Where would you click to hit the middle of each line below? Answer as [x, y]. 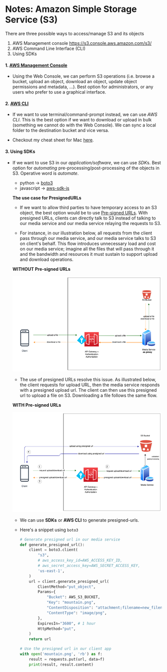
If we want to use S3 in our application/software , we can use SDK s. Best [87, 162]
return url [40, 639]
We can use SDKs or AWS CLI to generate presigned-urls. [79, 520]
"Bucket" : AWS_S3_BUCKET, [73, 597]
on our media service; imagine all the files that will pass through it [87, 249]
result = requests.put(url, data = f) [67, 659]
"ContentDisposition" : [70, 608]
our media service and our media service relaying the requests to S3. [90, 223]
